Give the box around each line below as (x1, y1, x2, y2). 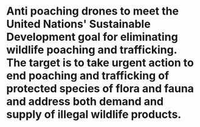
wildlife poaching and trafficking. (6, 43, 178, 57)
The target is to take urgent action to (6, 56, 195, 70)
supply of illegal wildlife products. (6, 108, 182, 122)
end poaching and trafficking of (6, 69, 169, 83)
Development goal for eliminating (6, 30, 178, 44)
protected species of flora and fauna (6, 82, 195, 95)
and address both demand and (6, 95, 164, 109)
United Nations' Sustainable (6, 17, 151, 31)
